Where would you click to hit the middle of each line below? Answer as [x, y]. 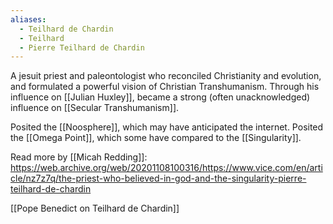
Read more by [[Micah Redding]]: [79, 157]
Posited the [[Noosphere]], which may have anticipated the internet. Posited [167, 127]
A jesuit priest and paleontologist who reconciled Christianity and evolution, [166, 76]
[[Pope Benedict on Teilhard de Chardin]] [95, 208]
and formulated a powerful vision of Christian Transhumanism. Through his [165, 87]
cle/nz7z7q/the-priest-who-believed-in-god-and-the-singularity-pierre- [158, 178]
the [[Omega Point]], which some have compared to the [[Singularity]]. [156, 138]
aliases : [28, 19]
